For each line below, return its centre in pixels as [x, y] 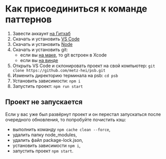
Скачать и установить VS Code [46, 39]
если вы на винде [39, 60]
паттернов [29, 19]
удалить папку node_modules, [45, 135]
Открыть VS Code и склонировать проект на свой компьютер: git [84, 66]
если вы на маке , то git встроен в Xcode [63, 55]
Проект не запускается [44, 102]
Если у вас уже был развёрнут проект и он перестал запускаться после [83, 114]
